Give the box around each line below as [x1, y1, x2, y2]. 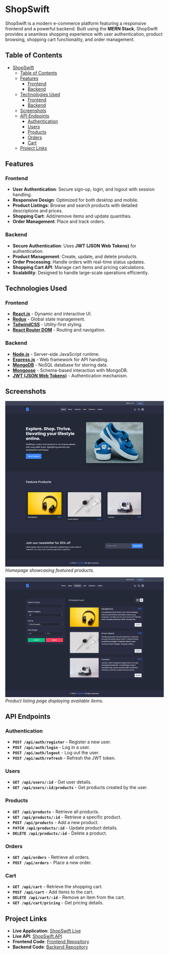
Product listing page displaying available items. [5, 698, 104, 704]
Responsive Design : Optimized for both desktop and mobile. [12, 197, 139, 203]
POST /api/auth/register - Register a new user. [12, 739, 112, 745]
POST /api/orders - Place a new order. [12, 859, 92, 866]
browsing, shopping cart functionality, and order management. [5, 36, 135, 42]
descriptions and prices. [12, 208, 63, 214]
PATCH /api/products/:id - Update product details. [12, 825, 118, 831]
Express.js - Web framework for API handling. [12, 356, 109, 362]
